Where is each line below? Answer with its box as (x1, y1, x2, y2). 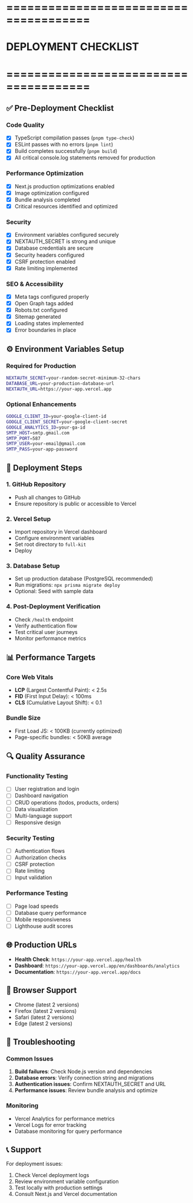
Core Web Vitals (6, 674, 54, 682)
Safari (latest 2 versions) (14, 1014, 75, 1021)
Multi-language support (14, 812, 72, 819)
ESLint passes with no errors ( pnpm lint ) (14, 141, 114, 148)
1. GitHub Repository (6, 480, 66, 489)
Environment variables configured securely (14, 231, 119, 238)
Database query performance (14, 909, 87, 916)
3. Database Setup (6, 562, 60, 570)
